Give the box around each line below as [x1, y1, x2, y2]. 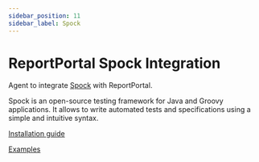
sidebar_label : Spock [8, 19, 81, 27]
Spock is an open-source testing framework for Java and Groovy [8, 96, 224, 106]
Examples [8, 144, 41, 154]
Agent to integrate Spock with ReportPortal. [8, 81, 153, 90]
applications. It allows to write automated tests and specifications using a [8, 105, 251, 114]
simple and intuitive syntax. [8, 114, 99, 123]
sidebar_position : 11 [8, 11, 81, 20]
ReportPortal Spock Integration [8, 54, 221, 73]
